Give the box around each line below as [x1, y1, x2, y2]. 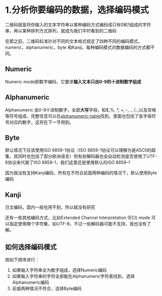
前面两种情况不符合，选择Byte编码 [12, 286, 82, 291]
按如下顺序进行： [5, 257, 40, 263]
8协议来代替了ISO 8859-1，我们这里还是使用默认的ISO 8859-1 [5, 160, 131, 165]
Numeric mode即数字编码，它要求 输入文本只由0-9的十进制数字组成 [5, 79, 141, 84]
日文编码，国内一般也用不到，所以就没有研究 [5, 204, 95, 210]
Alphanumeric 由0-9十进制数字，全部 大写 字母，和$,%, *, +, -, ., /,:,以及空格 [5, 107, 157, 113]
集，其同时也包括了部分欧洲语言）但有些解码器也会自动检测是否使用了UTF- [5, 153, 158, 160]
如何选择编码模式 [5, 242, 57, 251]
